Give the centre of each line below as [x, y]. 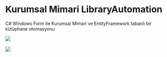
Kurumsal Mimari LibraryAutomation [84, 9]
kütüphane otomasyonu [30, 28]
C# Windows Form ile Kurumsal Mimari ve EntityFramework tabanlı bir [78, 23]
